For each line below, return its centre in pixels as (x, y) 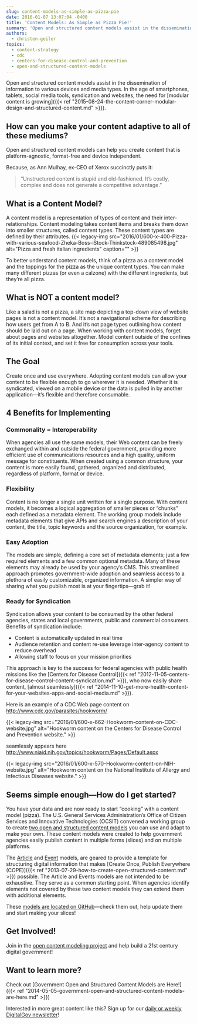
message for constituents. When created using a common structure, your (95, 461)
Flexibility (21, 489)
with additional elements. (36, 895)
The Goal (23, 361)
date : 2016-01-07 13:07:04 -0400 (47, 17)
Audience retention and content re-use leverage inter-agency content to (102, 644)
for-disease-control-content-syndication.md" (61, 681)
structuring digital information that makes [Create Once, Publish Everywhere (98, 864)
